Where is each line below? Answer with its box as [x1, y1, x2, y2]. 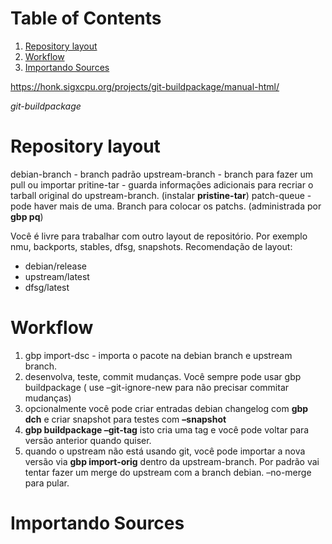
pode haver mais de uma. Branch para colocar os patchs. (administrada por [10, 200, 322, 212]
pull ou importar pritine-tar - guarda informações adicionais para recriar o [10, 178, 314, 191]
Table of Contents [10, 7, 162, 30]
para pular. [24, 477, 70, 489]
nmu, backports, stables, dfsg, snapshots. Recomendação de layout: [10, 240, 293, 252]
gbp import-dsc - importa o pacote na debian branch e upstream [24, 349, 293, 361]
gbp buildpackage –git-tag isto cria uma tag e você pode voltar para [24, 423, 310, 436]
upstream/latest [24, 270, 90, 282]
